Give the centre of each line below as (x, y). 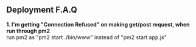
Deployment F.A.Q (42, 10)
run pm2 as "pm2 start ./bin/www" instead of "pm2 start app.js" (86, 37)
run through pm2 (28, 31)
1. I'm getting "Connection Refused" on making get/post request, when (98, 24)
